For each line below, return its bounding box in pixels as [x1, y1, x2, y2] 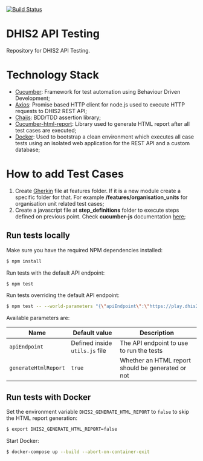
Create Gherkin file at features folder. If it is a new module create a [14, 187, 181, 194]
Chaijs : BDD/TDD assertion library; [14, 114, 101, 121]
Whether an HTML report [120, 356, 192, 365]
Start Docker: [6, 437, 39, 444]
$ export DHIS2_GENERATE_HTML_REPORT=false [6, 427, 118, 433]
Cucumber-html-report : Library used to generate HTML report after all [14, 120, 190, 127]
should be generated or [120, 364, 187, 372]
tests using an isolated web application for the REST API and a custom [14, 139, 190, 146]
